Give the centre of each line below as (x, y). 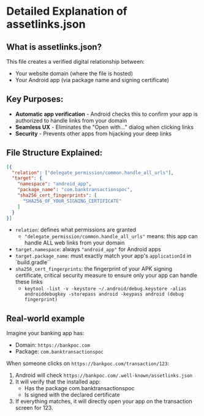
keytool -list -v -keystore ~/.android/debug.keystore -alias (105, 289)
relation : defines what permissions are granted (76, 230)
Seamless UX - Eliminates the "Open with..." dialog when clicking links (104, 127)
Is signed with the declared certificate (72, 395)
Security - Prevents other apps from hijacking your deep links (93, 134)
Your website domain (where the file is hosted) (74, 74)
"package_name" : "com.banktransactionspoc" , (75, 190)
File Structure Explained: (55, 153)
